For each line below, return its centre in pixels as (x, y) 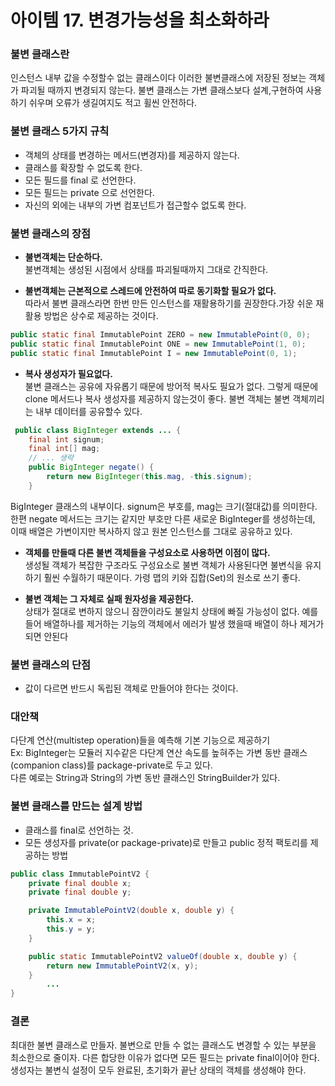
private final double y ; (80, 892)
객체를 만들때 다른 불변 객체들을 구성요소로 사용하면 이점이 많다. (147, 552)
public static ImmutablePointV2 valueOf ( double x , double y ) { (163, 956)
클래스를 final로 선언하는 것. (79, 830)
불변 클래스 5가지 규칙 (60, 131)
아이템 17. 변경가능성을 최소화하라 (140, 20)
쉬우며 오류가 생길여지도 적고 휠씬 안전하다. (113, 103)
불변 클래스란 (40, 54)
